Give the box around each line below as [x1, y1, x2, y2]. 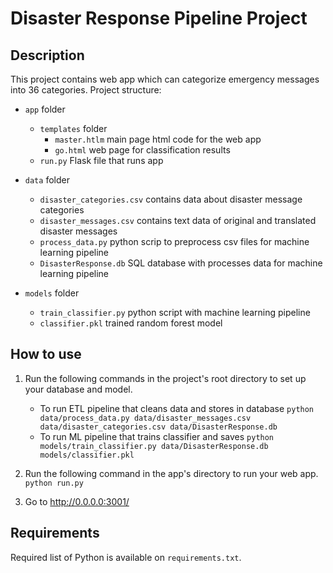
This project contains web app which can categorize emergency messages [10, 73, 320, 85]
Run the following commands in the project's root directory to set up [24, 372, 307, 384]
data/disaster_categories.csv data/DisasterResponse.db [39, 422, 278, 432]
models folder [24, 287, 80, 299]
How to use [10, 346, 82, 363]
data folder [24, 174, 70, 186]
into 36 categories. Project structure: [10, 84, 162, 96]
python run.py [24, 478, 84, 488]
